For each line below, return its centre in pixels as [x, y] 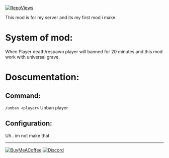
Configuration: [29, 124]
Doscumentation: [42, 77]
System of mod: [39, 38]
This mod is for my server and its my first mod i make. [61, 17]
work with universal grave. [33, 57]
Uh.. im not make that [27, 135]
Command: [23, 96]
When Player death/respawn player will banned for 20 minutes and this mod [84, 51]
